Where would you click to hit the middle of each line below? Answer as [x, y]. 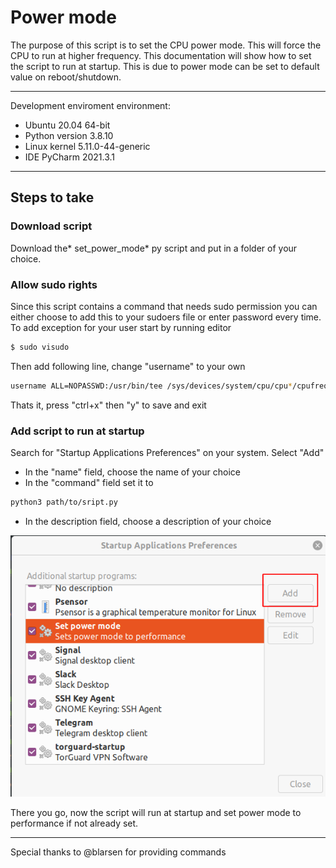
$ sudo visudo [40, 347]
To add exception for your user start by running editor [121, 327]
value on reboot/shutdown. [66, 77]
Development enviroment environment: [90, 105]
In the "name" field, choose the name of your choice [132, 472]
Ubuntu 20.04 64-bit [67, 125]
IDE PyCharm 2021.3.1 [69, 157]
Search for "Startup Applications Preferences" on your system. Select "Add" [167, 452]
